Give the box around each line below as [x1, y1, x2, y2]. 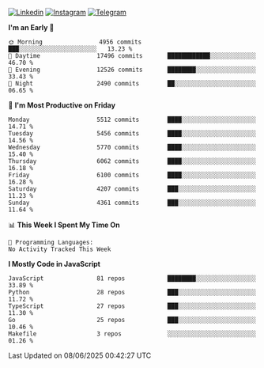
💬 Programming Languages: [8, 238, 93, 246]
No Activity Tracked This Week [8, 245, 111, 253]
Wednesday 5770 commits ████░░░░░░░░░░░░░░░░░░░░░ [8, 143, 257, 151]
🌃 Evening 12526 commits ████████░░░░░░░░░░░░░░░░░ [8, 66, 257, 74]
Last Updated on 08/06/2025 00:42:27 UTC [8, 351, 152, 360]
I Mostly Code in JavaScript [8, 260, 101, 268]
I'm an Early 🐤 [8, 23, 55, 32]
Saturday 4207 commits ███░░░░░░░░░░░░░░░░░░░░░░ [8, 185, 257, 193]
